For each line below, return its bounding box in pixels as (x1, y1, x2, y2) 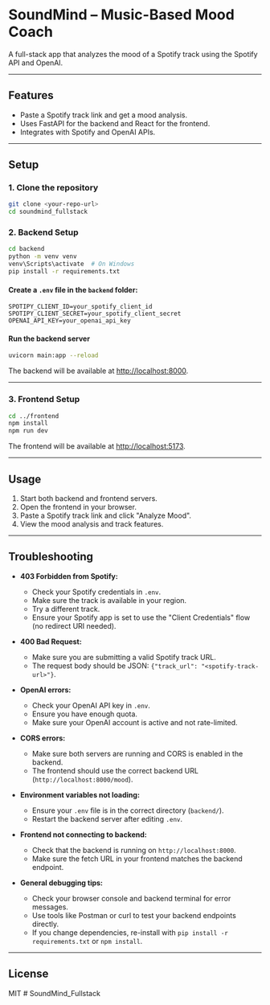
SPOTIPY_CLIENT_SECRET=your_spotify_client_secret (8, 310, 182, 318)
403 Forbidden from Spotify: (19, 571, 118, 580)
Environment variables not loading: (19, 790, 141, 799)
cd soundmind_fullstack (8, 207, 88, 216)
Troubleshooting (8, 550, 94, 564)
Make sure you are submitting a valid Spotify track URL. (31, 652, 217, 662)
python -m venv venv (8, 252, 78, 260)
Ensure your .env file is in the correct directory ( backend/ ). (31, 806, 224, 815)
